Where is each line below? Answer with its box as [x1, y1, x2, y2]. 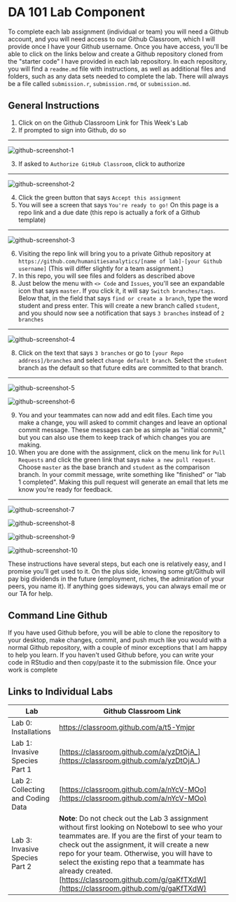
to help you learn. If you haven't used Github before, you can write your [8, 651, 214, 659]
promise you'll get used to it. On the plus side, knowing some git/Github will [8, 567, 226, 575]
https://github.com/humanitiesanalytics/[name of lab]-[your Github [18, 258, 223, 265]
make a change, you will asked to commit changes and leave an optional [18, 418, 228, 426]
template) [18, 215, 46, 224]
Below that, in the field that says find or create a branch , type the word [18, 293, 228, 302]
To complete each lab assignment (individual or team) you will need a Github [8, 27, 229, 36]
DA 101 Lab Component [8, 4, 146, 20]
